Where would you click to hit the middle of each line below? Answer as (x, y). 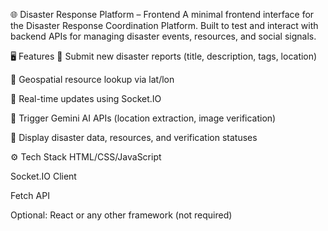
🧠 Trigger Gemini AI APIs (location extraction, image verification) (143, 118)
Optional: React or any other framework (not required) (121, 215)
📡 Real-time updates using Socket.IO (86, 98)
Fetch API (30, 195)
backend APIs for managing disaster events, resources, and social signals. (163, 36)
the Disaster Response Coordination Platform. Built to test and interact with (164, 25)
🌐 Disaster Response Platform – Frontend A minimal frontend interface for (162, 14)
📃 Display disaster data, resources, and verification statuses (134, 137)
